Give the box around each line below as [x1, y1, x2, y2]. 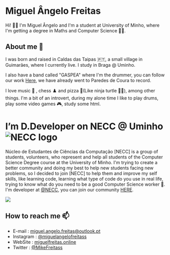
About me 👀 [5, 43, 44, 51]
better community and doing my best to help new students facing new [5, 165, 154, 171]
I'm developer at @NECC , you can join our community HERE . [5, 186, 134, 192]
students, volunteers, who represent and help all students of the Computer [5, 154, 163, 160]
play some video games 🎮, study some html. [5, 101, 101, 107]
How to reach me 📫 [5, 212, 70, 221]
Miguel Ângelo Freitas [5, 5, 101, 17]
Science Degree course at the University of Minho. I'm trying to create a [5, 159, 158, 165]
